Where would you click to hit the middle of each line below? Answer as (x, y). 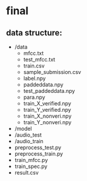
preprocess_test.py (38, 147)
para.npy (34, 97)
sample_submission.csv (52, 72)
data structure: (34, 33)
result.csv (27, 172)
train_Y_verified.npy (47, 110)
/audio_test (28, 135)
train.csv (34, 66)
